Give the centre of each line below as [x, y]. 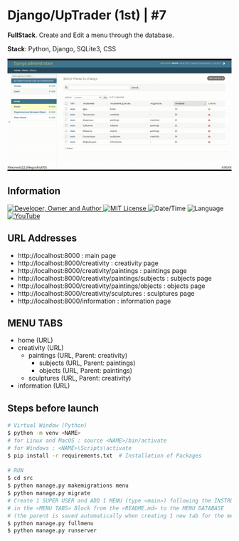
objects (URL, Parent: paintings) [86, 371]
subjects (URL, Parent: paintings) [87, 363]
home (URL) [35, 340]
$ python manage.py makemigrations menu [68, 486]
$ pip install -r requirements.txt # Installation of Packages [105, 455]
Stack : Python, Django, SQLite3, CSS [62, 48]
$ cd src [20, 478]
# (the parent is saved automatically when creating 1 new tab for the [116, 516]
